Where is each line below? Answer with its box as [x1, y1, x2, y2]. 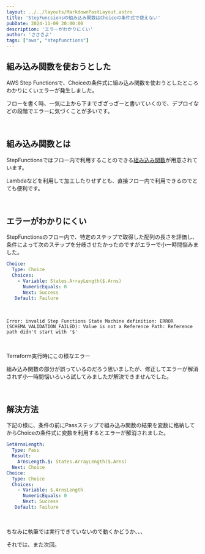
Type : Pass [12, 447, 40, 454]
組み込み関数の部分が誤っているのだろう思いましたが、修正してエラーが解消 [6, 365, 199, 372]
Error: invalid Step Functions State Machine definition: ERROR [6, 318, 174, 324]
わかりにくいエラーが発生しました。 [6, 86, 98, 94]
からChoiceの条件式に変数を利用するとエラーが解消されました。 [6, 429, 170, 436]
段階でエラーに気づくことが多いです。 [17, 107, 113, 114]
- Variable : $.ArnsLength [17, 487, 84, 493]
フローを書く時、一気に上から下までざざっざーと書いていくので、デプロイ [6, 99, 194, 107]
